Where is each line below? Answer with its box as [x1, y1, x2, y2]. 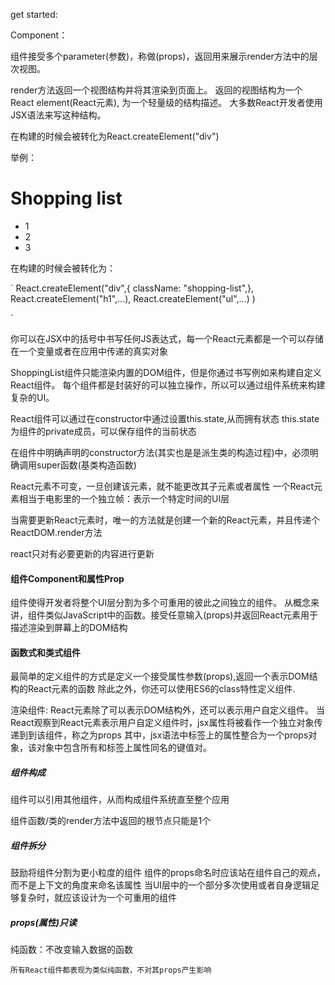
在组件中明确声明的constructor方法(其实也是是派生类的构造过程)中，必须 [10, 446, 310, 458]
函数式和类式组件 [10, 646, 81, 658]
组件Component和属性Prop [10, 572, 125, 584]
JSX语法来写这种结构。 [10, 109, 107, 121]
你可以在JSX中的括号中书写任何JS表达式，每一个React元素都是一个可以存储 [10, 332, 324, 344]
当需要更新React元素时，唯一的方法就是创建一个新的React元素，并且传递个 [10, 514, 321, 526]
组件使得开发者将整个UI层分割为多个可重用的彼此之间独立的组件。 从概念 [10, 597, 312, 609]
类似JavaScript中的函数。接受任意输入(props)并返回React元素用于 [44, 609, 318, 621]
